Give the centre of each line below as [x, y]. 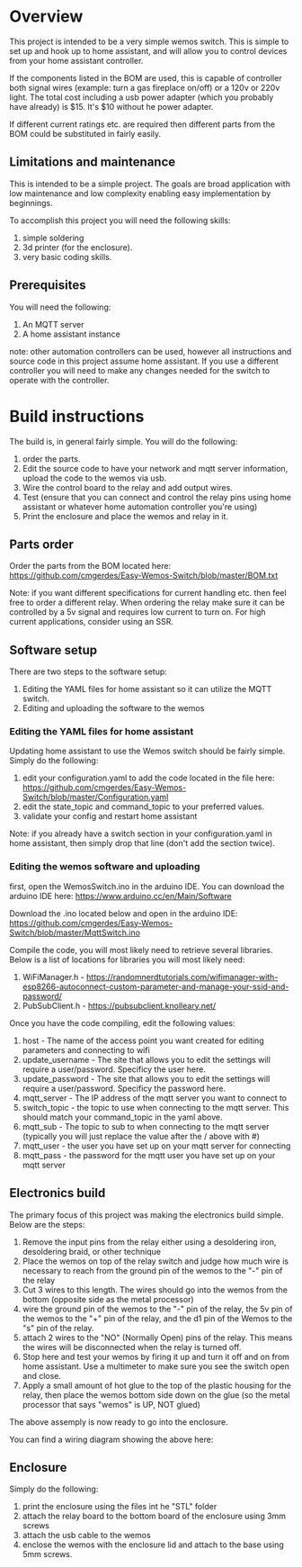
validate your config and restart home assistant [110, 816]
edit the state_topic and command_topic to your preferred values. [143, 806]
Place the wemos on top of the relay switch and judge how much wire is [155, 1261]
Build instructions [77, 416]
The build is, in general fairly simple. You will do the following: [124, 441]
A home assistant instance [71, 334]
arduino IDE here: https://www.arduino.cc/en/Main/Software [120, 896]
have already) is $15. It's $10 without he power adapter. [111, 106]
